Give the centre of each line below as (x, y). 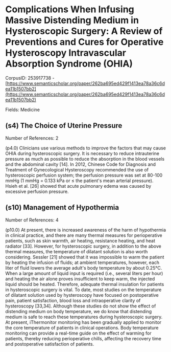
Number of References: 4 (32, 220)
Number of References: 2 (32, 138)
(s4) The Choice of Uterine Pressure (64, 126)
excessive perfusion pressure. (37, 191)
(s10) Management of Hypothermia (62, 207)
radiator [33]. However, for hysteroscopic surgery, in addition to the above (83, 246)
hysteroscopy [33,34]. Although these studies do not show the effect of (81, 306)
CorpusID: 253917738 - (30, 78)
